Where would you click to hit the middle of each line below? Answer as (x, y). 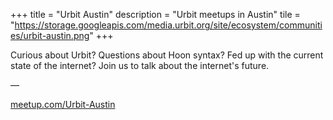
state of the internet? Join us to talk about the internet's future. (140, 65)
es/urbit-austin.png (50, 35)
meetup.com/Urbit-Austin (63, 104)
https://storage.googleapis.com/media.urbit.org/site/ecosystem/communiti (168, 25)
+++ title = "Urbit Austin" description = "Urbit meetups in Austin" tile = (155, 14)
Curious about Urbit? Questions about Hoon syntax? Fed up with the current (167, 55)
